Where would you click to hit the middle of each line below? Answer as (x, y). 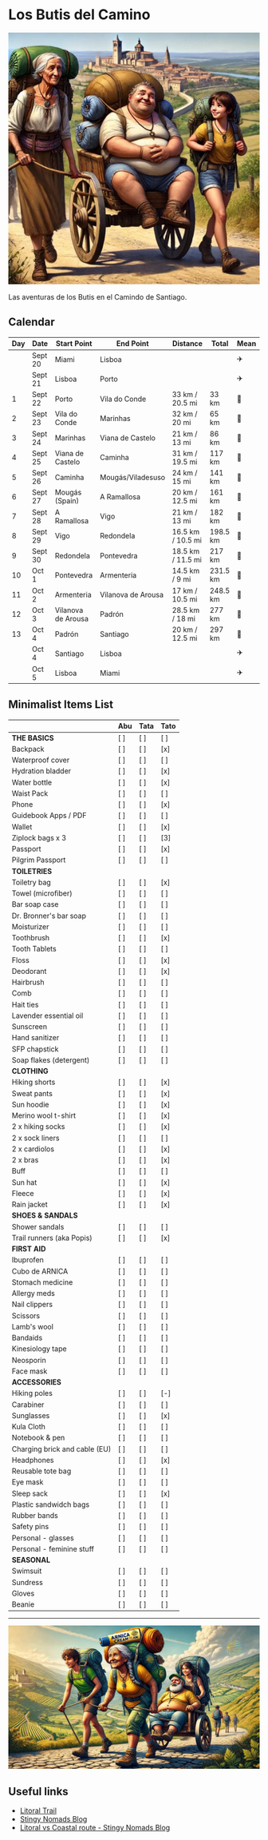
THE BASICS (33, 737)
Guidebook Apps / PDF (49, 816)
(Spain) (67, 501)
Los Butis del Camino (79, 15)
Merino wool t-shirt (43, 1115)
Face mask (30, 1371)
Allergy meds (33, 1294)
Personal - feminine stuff (53, 1548)
